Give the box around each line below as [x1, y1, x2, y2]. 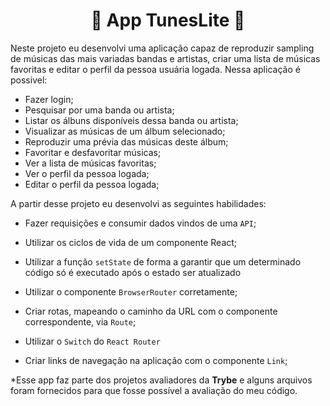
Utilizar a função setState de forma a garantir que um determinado [24, 255, 302, 268]
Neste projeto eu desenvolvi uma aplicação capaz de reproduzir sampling [10, 42, 315, 54]
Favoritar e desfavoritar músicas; [24, 146, 162, 158]
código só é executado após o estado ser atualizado [24, 266, 242, 278]
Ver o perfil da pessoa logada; [24, 167, 150, 179]
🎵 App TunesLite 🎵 [90, 9, 246, 32]
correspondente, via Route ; [24, 315, 137, 328]
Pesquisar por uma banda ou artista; [24, 104, 175, 116]
